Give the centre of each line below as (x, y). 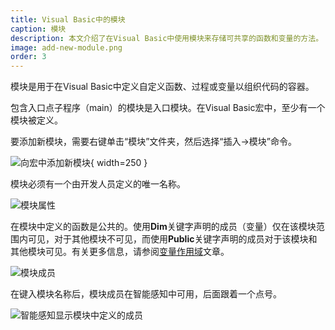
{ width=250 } (119, 163)
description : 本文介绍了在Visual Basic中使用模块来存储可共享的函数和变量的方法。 (167, 38)
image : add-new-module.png (66, 47)
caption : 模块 (38, 29)
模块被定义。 (36, 120)
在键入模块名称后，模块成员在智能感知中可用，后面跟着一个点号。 (146, 294)
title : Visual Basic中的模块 (68, 19)
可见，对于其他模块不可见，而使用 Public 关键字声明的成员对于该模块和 (172, 239)
